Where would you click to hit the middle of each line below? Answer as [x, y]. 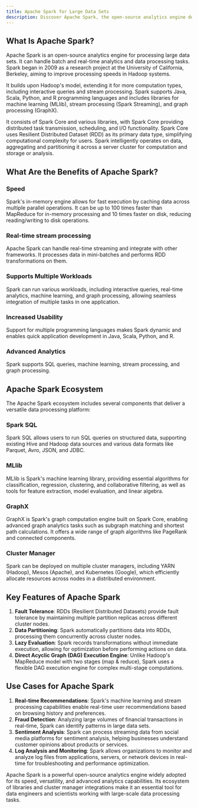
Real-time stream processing [49, 235]
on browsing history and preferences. [60, 713]
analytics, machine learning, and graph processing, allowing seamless [91, 295]
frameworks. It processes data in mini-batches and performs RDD [86, 255]
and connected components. [41, 538]
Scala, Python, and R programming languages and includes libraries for [93, 98]
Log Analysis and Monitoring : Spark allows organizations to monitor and [103, 751]
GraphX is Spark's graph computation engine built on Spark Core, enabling [97, 519]
